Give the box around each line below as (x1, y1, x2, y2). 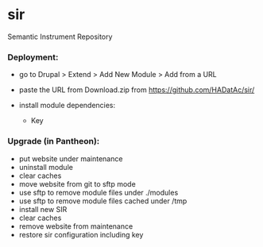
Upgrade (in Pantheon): (7, 136, 100, 147)
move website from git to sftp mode (18, 179, 136, 188)
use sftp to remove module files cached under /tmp (18, 196, 188, 206)
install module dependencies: (18, 101, 116, 110)
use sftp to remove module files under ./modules (18, 187, 179, 197)
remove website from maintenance (18, 221, 133, 231)
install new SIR (18, 204, 68, 214)
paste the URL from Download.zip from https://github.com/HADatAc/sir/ (18, 85, 255, 95)
